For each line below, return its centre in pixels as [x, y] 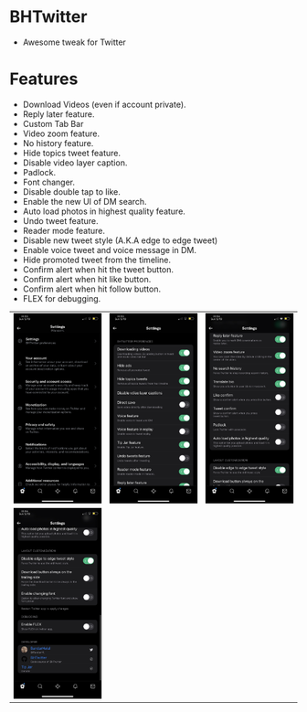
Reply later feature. [58, 114]
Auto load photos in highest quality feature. [104, 211]
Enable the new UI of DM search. [85, 201]
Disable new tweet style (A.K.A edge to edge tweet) [120, 240]
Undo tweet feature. [60, 220]
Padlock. [39, 172]
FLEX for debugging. [62, 298]
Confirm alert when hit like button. [87, 279]
